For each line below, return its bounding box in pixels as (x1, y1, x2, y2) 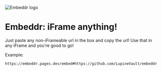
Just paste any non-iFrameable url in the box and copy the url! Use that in (5, 37, 152, 43)
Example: (5, 52, 24, 57)
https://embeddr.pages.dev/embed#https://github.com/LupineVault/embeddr (5, 61, 158, 66)
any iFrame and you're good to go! (5, 43, 74, 48)
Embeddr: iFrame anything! (5, 22, 117, 32)
